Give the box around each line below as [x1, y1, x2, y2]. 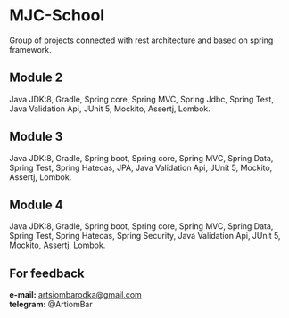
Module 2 [9, 70, 63, 86]
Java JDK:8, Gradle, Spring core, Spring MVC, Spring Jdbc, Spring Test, [9, 94, 275, 104]
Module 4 [9, 197, 64, 212]
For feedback [9, 265, 85, 281]
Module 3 [9, 129, 63, 144]
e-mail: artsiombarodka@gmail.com [9, 289, 143, 300]
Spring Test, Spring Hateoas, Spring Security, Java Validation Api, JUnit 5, [9, 231, 281, 241]
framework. [9, 44, 52, 54]
